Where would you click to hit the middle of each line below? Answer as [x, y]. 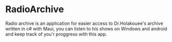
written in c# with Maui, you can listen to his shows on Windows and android [86, 28]
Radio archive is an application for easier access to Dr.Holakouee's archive [84, 23]
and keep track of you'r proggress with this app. [56, 34]
